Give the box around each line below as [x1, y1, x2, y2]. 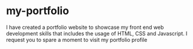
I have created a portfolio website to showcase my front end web [6, 24, 164, 31]
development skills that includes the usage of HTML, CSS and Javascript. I [6, 30, 188, 37]
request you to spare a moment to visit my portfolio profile [6, 36, 148, 43]
